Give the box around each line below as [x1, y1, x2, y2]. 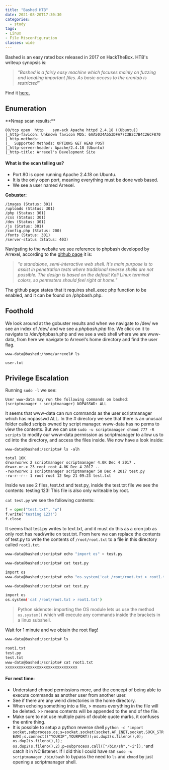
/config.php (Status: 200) [5, 228, 62, 233]
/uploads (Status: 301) [5, 206, 55, 211]
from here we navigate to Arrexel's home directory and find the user [17, 336, 158, 342]
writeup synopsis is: [5, 59, 47, 66]
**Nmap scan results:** [5, 118, 56, 124]
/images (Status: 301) [5, 201, 53, 207]
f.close [5, 517, 22, 522]
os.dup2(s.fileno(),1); [12, 738, 63, 743]
